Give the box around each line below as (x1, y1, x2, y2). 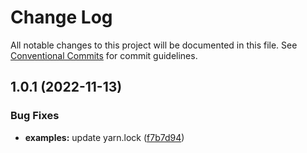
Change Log (10, 6, 113, 29)
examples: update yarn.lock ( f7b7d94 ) (24, 131, 185, 143)
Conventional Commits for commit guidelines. (10, 49, 198, 61)
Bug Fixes (10, 109, 60, 123)
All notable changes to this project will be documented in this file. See (10, 39, 298, 51)
